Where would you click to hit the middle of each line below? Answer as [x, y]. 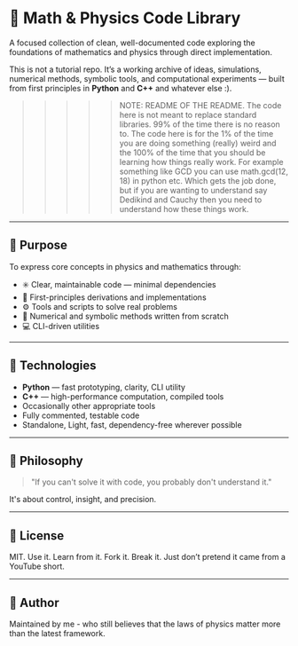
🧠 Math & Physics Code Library [125, 18]
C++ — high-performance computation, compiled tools [123, 396]
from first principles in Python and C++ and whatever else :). [121, 88]
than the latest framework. [57, 633]
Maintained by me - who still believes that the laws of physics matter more [145, 624]
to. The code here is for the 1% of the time [196, 133]
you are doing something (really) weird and [198, 143]
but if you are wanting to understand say [193, 190]
